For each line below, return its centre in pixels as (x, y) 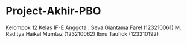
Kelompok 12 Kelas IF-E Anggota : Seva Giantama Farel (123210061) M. (93, 27)
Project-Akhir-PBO (53, 11)
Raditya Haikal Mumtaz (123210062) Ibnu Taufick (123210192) (82, 33)
